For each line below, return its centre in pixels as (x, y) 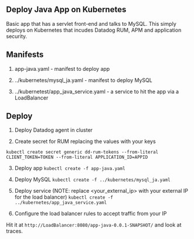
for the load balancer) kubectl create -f (64, 197)
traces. (15, 231)
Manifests (25, 55)
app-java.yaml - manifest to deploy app (62, 69)
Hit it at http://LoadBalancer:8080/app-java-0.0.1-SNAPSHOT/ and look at (94, 225)
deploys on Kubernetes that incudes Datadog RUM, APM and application (94, 30)
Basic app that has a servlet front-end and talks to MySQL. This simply (91, 23)
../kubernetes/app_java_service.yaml (61, 203)
